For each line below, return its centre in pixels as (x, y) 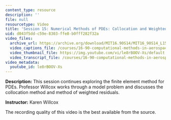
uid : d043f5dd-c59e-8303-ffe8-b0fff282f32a (52, 34)
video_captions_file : (33, 48)
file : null (17, 19)
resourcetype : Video (27, 24)
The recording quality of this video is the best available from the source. (81, 112)
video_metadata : (22, 62)
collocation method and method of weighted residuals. (62, 92)
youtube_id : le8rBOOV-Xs (36, 67)
